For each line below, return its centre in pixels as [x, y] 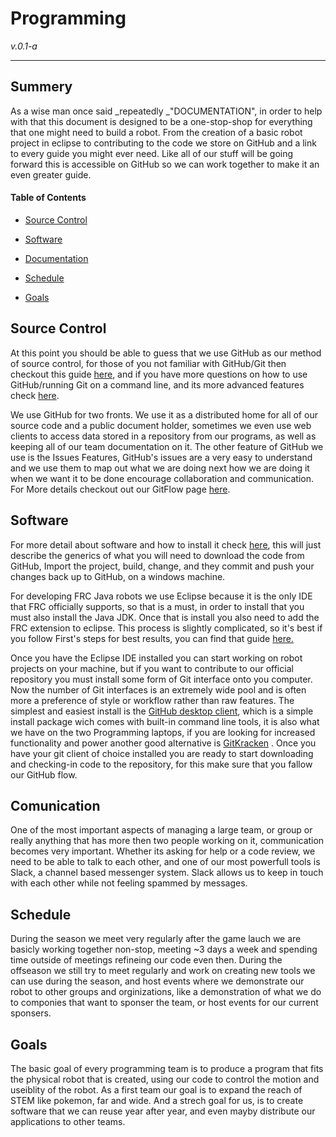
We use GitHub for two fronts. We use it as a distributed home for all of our [164, 414]
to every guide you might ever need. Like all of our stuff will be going [152, 153]
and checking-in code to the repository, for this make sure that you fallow [161, 764]
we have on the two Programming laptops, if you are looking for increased [163, 732]
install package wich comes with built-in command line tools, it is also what [165, 721]
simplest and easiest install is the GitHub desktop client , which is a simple [162, 711]
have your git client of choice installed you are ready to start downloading [162, 753]
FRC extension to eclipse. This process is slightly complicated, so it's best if [166, 628]
